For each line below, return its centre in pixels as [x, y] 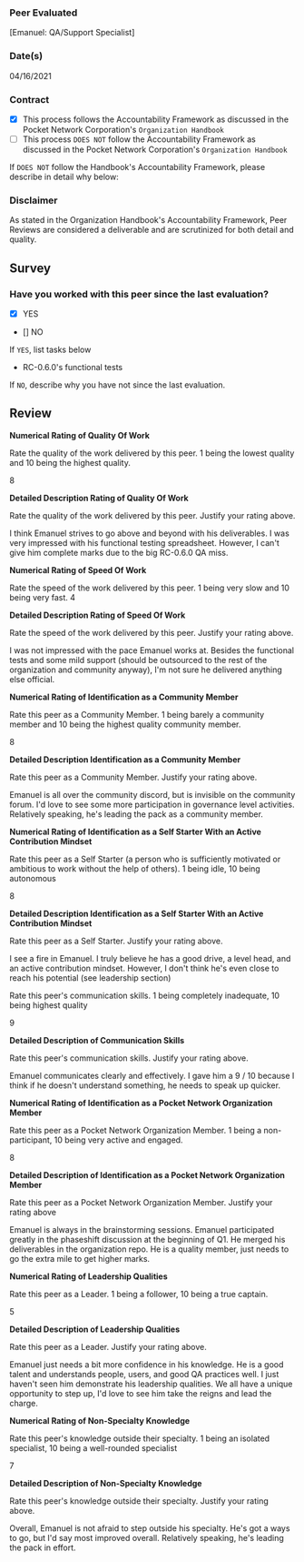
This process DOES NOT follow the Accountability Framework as [139, 139]
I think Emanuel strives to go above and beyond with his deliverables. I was [150, 533]
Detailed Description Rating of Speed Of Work [98, 615]
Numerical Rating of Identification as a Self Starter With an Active [135, 831]
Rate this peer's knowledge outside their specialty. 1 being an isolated [140, 1438]
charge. [24, 1403]
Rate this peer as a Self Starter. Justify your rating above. [116, 941]
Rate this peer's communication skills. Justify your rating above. [129, 1058]
